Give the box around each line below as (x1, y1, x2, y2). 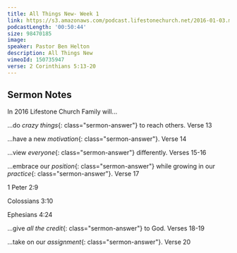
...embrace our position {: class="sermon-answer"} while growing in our (7, 162, 215, 171)
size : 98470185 (7, 30, 52, 37)
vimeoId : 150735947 (7, 56, 65, 63)
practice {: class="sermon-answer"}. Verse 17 (7, 170, 140, 178)
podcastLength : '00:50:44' (7, 23, 87, 30)
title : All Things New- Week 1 (7, 10, 99, 18)
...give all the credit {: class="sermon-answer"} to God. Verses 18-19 (7, 224, 205, 233)
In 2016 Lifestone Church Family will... (7, 107, 118, 116)
